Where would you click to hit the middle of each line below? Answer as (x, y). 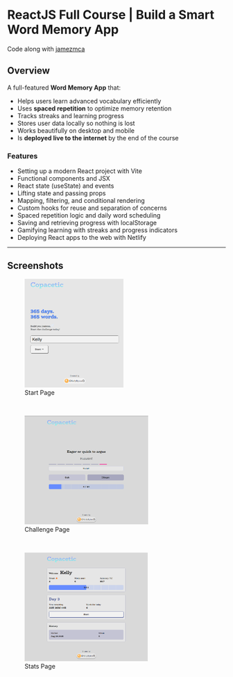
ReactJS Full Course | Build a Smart (111, 15)
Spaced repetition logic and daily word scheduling (89, 215)
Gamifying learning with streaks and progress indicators (97, 230)
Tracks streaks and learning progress (71, 115)
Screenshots (35, 266)
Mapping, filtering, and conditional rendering (81, 201)
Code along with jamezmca (46, 49)
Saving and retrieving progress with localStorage (87, 223)
